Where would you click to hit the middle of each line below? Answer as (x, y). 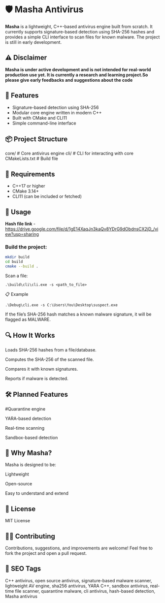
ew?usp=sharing (22, 234)
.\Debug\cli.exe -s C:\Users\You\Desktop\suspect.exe (62, 305)
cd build (14, 262)
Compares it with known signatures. (42, 369)
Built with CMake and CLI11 (40, 118)
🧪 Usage (18, 212)
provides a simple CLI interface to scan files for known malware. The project (82, 37)
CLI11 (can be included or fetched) (47, 196)
